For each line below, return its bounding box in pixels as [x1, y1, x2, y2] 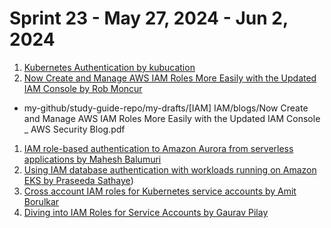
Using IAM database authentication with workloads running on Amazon [23, 163, 317, 176]
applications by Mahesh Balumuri [23, 153, 162, 165]
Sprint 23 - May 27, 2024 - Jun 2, [9, 7, 289, 30]
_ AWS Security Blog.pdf [23, 123, 126, 135]
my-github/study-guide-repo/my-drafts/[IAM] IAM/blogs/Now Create [23, 102, 309, 114]
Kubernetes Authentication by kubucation [23, 61, 196, 73]
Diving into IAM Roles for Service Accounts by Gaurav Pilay [23, 206, 269, 218]
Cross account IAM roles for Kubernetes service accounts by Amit [23, 185, 297, 197]
